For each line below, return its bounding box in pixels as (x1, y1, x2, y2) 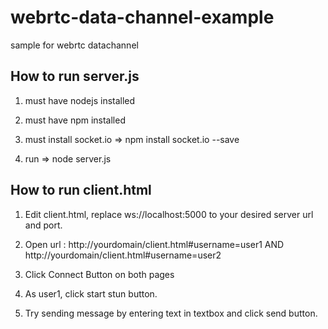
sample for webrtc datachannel (10, 39, 139, 51)
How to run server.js (10, 68, 140, 85)
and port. (24, 219, 63, 231)
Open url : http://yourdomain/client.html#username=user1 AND (24, 238, 285, 250)
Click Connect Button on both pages (24, 268, 175, 280)
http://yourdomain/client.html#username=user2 (24, 249, 222, 261)
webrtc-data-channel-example (10, 6, 275, 29)
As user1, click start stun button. (24, 287, 158, 300)
